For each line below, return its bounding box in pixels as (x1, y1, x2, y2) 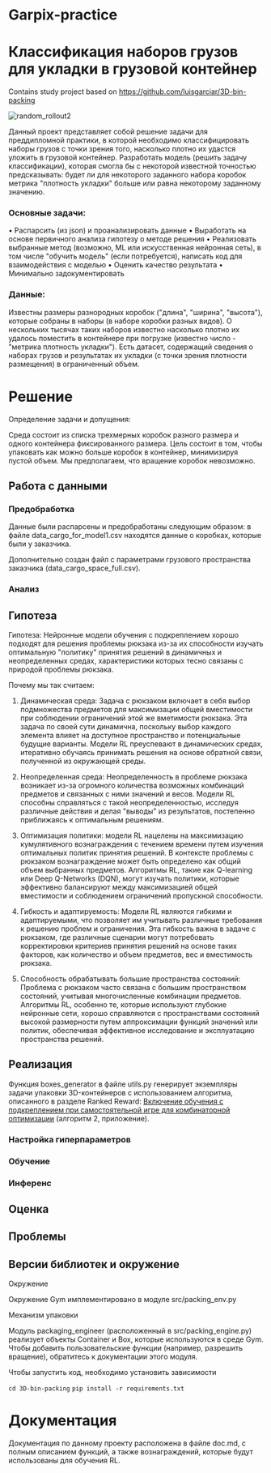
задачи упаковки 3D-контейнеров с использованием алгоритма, (8, 1087, 233, 1097)
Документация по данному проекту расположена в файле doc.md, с (8, 1438, 247, 1448)
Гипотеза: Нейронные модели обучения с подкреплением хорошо (8, 630, 239, 640)
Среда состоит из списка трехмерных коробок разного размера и (8, 429, 239, 439)
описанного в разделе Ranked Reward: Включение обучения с (8, 1096, 224, 1106)
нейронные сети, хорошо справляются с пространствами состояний (19, 1009, 260, 1018)
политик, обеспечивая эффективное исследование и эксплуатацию (19, 1026, 255, 1035)
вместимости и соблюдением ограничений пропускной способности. (19, 891, 264, 901)
